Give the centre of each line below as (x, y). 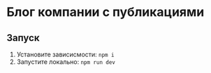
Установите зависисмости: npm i (65, 54)
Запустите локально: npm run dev (66, 62)
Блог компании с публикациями (105, 12)
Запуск (23, 38)
